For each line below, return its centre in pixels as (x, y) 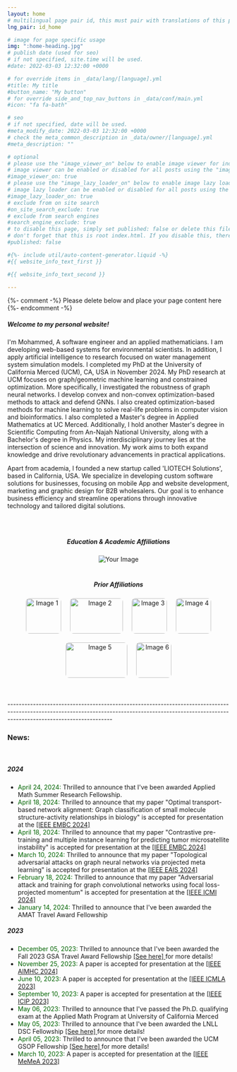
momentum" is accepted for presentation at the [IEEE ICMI (132, 892)
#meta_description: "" (41, 144)
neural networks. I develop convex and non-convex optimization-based (111, 395)
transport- (207, 802)
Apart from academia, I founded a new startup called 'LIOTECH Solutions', (115, 469)
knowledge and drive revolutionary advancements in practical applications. (116, 455)
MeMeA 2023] (38, 1061)
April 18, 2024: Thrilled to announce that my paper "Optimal (104, 802)
